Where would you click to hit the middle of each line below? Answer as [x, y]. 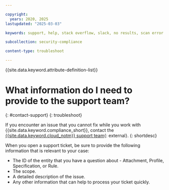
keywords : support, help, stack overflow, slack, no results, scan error [84, 33]
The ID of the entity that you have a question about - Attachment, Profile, [88, 160]
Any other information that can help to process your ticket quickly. [81, 182]
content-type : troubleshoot [35, 51]
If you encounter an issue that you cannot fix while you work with [73, 125]
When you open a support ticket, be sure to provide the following [73, 145]
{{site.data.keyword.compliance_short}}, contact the [60, 130]
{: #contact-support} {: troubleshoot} [44, 115]
